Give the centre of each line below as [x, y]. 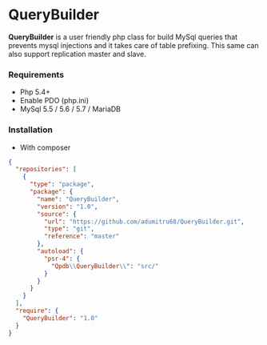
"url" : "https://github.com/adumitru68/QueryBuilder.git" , [144, 222]
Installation [31, 130]
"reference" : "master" [82, 237]
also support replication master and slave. [77, 54]
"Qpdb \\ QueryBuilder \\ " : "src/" [105, 266]
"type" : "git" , [69, 229]
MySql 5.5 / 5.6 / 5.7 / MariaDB [70, 109]
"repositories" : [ [46, 170]
